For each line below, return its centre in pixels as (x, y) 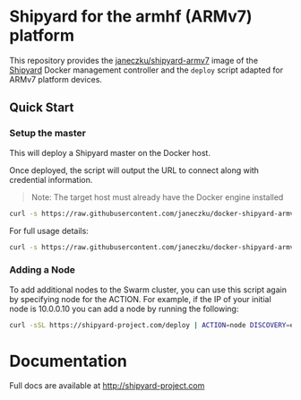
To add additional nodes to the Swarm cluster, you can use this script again (148, 290)
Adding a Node (43, 270)
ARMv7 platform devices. (56, 79)
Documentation (69, 361)
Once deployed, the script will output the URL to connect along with (134, 170)
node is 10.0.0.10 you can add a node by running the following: (124, 309)
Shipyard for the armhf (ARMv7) (131, 17)
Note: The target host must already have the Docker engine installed (157, 197)
